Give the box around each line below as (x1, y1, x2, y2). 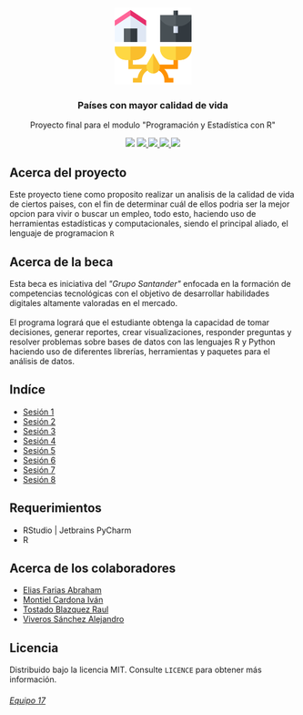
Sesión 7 (22, 464, 56, 475)
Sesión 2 (22, 415, 56, 426)
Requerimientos (9, 500, 102, 516)
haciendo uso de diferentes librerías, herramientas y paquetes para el (9, 345, 270, 357)
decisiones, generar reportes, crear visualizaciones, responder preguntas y (9, 326, 292, 337)
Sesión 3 (22, 425, 56, 436)
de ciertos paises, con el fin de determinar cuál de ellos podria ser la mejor (9, 199, 290, 209)
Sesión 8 (22, 474, 56, 485)
